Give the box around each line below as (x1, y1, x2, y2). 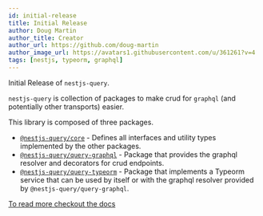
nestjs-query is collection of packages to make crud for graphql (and (8, 93, 236, 103)
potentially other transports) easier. (8, 101, 125, 112)
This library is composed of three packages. (8, 117, 154, 127)
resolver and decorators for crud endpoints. (19, 158, 165, 167)
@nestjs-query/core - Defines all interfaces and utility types (19, 132, 217, 142)
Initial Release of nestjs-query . (8, 77, 110, 88)
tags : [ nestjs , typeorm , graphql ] (8, 57, 124, 65)
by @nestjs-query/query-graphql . (19, 183, 130, 193)
